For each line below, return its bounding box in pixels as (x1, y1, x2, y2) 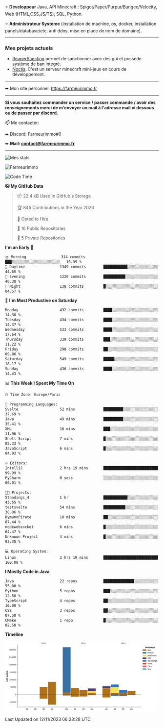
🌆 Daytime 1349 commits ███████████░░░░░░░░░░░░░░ (5, 264, 159, 270)
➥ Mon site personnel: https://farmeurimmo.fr (5, 85, 97, 92)
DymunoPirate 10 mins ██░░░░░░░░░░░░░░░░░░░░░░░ (5, 515, 159, 520)
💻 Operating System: (5, 549, 49, 554)
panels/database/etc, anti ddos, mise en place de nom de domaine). (5, 28, 142, 33)
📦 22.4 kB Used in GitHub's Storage (17, 193, 91, 199)
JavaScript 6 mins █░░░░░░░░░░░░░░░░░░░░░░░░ (5, 446, 159, 451)
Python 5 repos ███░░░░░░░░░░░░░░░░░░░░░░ (5, 589, 159, 594)
